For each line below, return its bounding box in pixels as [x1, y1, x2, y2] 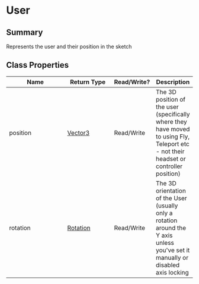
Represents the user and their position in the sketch [6, 43, 132, 50]
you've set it [156, 246, 190, 254]
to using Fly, [156, 132, 190, 140]
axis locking [156, 268, 190, 276]
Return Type [70, 78, 105, 86]
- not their [156, 147, 185, 155]
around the [156, 223, 187, 232]
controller [156, 162, 183, 170]
